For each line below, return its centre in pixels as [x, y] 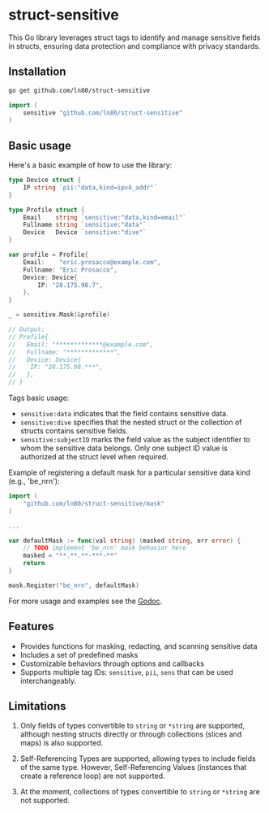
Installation [37, 72]
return [34, 563]
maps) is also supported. [62, 743]
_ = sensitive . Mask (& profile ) [60, 315]
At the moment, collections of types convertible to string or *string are [140, 792]
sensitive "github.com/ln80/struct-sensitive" [103, 113]
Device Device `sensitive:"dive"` [85, 233]
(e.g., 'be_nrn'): [34, 481]
